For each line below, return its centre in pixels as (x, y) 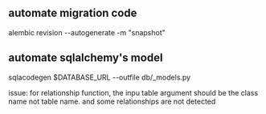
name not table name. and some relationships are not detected (112, 101)
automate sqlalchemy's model (86, 58)
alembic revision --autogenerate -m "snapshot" (87, 32)
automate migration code (73, 13)
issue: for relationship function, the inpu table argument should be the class (133, 92)
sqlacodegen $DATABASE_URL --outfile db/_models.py (100, 77)
